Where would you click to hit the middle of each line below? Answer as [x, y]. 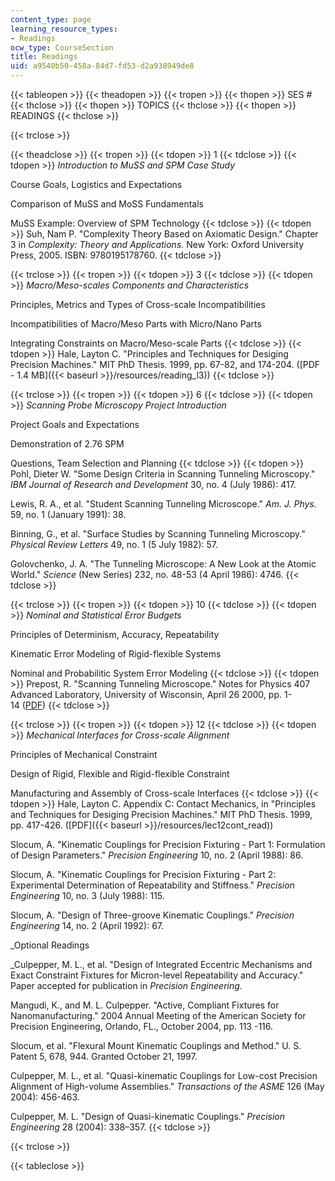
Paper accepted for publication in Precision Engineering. [126, 985]
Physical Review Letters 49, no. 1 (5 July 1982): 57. [114, 544]
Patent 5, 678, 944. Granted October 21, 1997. [104, 1056]
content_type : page [51, 19]
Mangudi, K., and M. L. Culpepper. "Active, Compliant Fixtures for [145, 1005]
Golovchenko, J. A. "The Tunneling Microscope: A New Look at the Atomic [163, 564]
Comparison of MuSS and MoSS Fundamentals [107, 204]
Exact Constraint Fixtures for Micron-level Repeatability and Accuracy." [157, 975]
